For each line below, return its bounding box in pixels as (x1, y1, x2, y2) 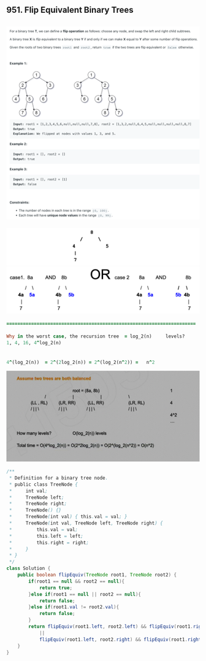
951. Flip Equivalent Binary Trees (6, 5, 134, 15)
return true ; (39, 584, 72, 591)
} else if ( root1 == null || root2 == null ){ (28, 591, 141, 597)
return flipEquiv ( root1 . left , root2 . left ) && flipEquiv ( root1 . (28, 624, 193, 630)
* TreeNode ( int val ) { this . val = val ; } (9, 514, 128, 520)
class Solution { (6, 565, 51, 572)
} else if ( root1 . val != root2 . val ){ (28, 604, 120, 610)
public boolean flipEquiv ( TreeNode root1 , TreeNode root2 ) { (17, 572, 177, 578)
